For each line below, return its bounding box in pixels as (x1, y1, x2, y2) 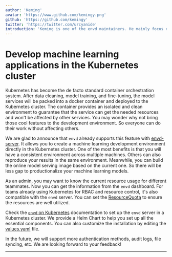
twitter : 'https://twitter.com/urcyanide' (5, 22, 97, 27)
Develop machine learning (5, 49, 119, 60)
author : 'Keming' (5, 7, 42, 13)
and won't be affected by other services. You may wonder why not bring (5, 115, 158, 121)
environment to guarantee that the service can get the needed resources (5, 109, 159, 115)
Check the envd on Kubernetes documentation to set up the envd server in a (5, 209, 164, 216)
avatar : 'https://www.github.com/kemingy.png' (5, 12, 106, 17)
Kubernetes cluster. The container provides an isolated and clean (5, 103, 143, 110)
